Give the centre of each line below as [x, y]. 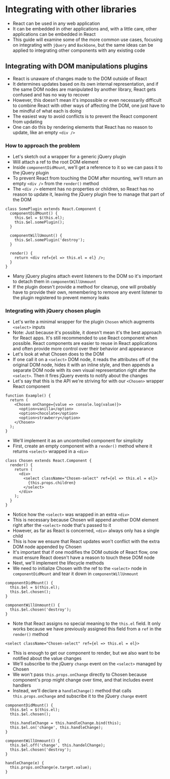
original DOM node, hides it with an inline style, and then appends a [83, 365]
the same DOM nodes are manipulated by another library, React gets [84, 89]
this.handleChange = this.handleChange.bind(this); [66, 723]
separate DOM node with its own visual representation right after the [84, 370]
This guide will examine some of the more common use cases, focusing [88, 40]
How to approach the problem [43, 146]
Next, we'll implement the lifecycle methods [58, 563]
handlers [22, 685]
